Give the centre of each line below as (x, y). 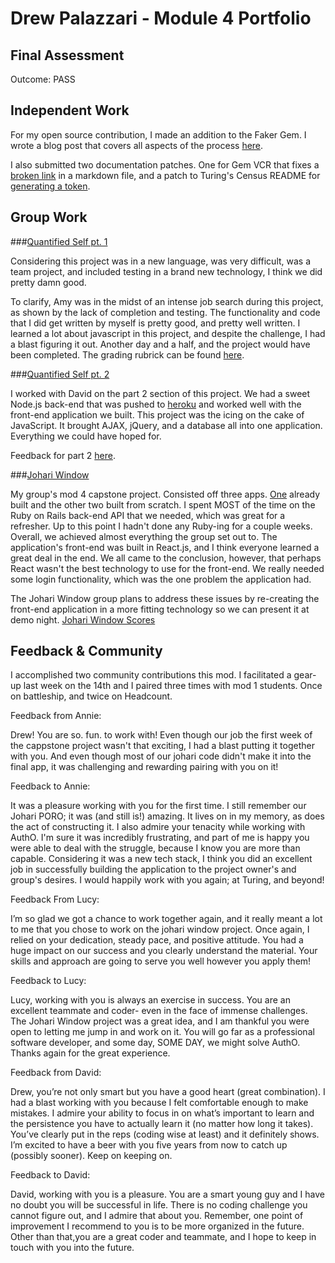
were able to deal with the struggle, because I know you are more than (155, 848)
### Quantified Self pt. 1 (59, 241)
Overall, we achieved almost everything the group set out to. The (144, 536)
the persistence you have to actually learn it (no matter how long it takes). (162, 1124)
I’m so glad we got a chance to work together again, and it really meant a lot (166, 919)
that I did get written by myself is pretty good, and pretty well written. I (155, 323)
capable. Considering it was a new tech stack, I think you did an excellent (161, 859)
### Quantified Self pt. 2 (60, 374)
